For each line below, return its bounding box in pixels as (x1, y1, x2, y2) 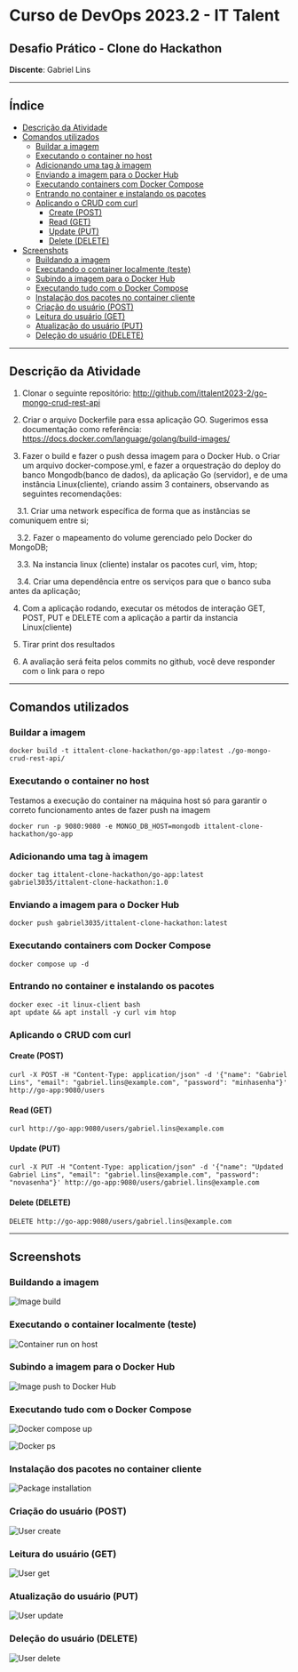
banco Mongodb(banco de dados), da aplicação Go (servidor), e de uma (21, 469, 288, 480)
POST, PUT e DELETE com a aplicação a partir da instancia (21, 612, 238, 623)
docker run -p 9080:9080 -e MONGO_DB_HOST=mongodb (9, 822, 200, 831)
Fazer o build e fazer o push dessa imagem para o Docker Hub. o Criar (21, 450, 281, 461)
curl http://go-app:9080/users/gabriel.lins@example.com (9, 1124, 224, 1134)
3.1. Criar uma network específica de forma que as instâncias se (17, 505, 251, 516)
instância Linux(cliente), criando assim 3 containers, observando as (21, 478, 270, 489)
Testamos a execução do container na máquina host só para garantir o (9, 795, 268, 806)
